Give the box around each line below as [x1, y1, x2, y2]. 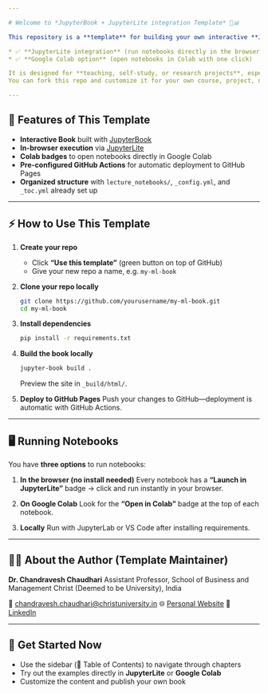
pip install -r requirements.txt [19, 335, 132, 343]
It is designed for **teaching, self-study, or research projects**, [8, 69, 245, 77]
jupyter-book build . [19, 364, 92, 372]
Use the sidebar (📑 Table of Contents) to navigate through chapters [19, 660, 242, 669]
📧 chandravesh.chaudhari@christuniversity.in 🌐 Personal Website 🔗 [8, 598, 231, 608]
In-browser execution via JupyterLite [19, 143, 144, 153]
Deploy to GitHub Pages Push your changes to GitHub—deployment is [19, 395, 253, 404]
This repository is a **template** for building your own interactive [8, 33, 248, 41]
